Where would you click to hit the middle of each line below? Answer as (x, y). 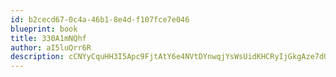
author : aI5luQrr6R (51, 47)
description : (37, 57)
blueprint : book (44, 29)
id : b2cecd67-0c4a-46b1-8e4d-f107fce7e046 (100, 19)
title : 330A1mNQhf (48, 38)
